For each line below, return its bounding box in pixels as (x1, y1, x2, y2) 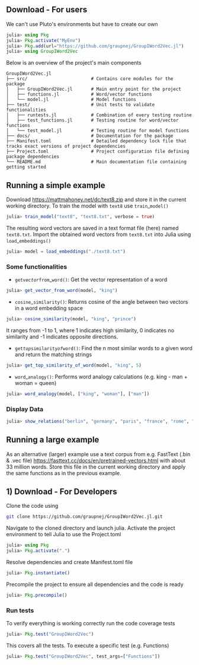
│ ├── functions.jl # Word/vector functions (6, 91, 152, 97)
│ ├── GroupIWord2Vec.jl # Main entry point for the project (6, 86, 182, 93)
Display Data (6, 405, 43, 413)
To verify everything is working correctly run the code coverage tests (6, 620, 175, 627)
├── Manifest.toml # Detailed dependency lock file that (6, 138, 187, 144)
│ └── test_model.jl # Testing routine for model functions (6, 128, 190, 134)
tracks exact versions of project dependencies (6, 144, 126, 149)
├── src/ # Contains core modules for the (6, 76, 174, 82)
